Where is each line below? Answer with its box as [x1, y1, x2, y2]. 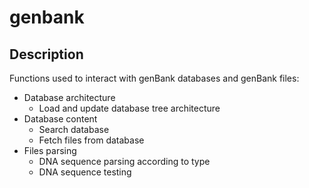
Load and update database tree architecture [38, 102, 221, 114]
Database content [23, 113, 98, 125]
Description [9, 46, 84, 63]
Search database [38, 124, 110, 135]
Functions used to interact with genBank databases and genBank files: [9, 72, 300, 84]
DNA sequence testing [38, 166, 132, 178]
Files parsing [23, 145, 77, 156]
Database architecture [23, 92, 116, 103]
